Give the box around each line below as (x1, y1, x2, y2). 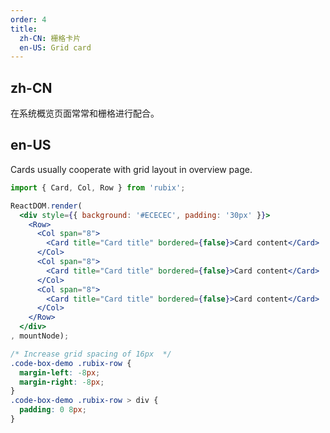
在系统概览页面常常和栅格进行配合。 (10, 107, 160, 120)
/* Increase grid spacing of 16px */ (10, 349, 172, 359)
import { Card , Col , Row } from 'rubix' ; (10, 182, 186, 193)
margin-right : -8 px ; (19, 377, 105, 387)
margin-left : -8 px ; (19, 367, 101, 378)
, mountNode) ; (10, 331, 70, 341)
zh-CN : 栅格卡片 (19, 33, 82, 43)
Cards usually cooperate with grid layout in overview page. (10, 163, 253, 175)
